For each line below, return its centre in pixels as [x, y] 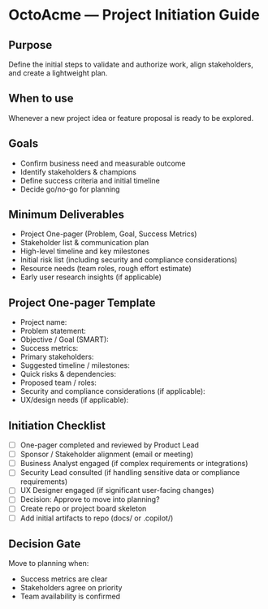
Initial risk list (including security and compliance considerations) [129, 260]
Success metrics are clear [64, 579]
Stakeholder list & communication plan [84, 243]
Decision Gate [45, 544]
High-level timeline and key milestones [85, 251]
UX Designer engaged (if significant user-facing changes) [117, 490]
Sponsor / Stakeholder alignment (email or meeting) [106, 454]
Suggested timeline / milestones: [75, 365]
